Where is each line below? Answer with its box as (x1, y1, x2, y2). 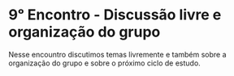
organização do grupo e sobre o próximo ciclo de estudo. (8, 58, 201, 68)
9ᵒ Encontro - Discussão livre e (8, 6, 222, 24)
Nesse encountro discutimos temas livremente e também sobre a (8, 49, 227, 59)
